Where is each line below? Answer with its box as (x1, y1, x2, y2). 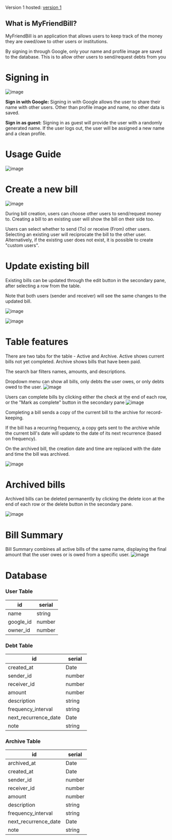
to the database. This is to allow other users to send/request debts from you (5, 53, 166, 60)
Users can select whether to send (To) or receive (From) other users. (5, 226, 151, 232)
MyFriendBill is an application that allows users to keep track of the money (5, 33, 163, 39)
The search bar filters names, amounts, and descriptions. (5, 368, 127, 375)
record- (146, 409, 163, 415)
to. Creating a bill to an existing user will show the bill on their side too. (5, 216, 155, 222)
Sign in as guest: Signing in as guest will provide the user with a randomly (5, 119, 163, 125)
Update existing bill (5, 260, 89, 272)
